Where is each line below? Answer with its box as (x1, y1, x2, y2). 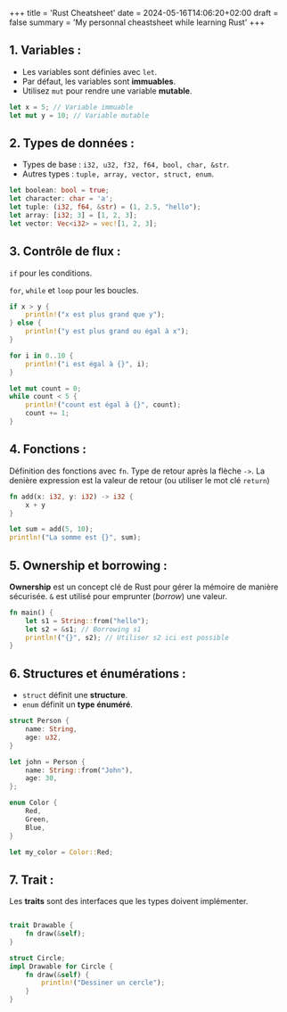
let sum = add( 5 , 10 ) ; (9, 525, 94, 534)
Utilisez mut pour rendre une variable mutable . (21, 85, 193, 96)
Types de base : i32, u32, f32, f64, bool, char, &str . (21, 160, 230, 170)
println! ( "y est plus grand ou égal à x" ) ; (25, 327, 190, 336)
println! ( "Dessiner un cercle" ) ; (41, 978, 166, 988)
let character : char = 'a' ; (9, 194, 114, 203)
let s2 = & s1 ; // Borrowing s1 (25, 624, 142, 634)
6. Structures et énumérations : (9, 666, 186, 681)
